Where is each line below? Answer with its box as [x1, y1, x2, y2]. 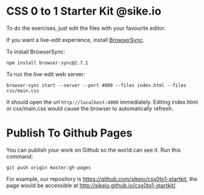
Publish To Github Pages [6, 126, 133, 140]
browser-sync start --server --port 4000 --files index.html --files [6, 82, 187, 88]
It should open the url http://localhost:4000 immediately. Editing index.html [6, 98, 199, 105]
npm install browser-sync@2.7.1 [6, 60, 88, 66]
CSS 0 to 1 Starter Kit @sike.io [6, 4, 161, 18]
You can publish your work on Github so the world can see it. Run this [6, 146, 181, 154]
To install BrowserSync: [6, 48, 66, 55]
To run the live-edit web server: [6, 70, 85, 77]
